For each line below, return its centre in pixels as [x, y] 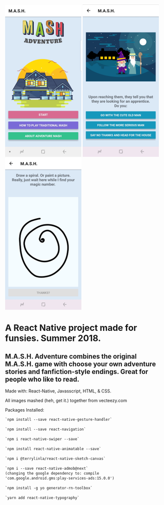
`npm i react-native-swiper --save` [42, 439]
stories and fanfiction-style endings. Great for [77, 372]
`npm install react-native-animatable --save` [53, 449]
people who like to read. [42, 379]
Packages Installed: [25, 410]
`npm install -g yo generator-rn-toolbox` [49, 488]
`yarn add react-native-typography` [42, 498]
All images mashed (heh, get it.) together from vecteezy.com [66, 401]
